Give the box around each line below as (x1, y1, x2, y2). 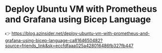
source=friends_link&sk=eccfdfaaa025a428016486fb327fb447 (5, 43, 134, 49)
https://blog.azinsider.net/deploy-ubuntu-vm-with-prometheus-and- (11, 30, 150, 36)
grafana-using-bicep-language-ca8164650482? (5, 37, 103, 43)
